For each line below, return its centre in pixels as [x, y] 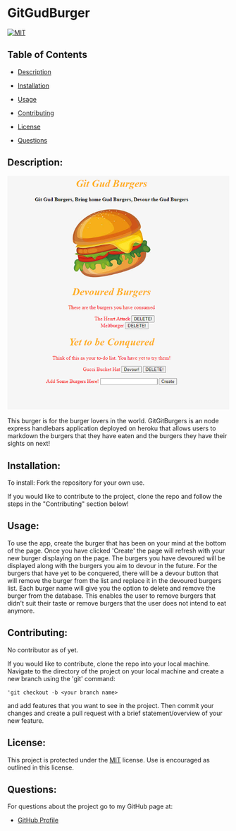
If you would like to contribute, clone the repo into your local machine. [108, 664]
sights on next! [29, 444]
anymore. [21, 611]
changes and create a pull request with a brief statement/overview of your [115, 713]
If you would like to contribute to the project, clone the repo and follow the [115, 497]
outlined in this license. [41, 767]
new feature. [26, 720]
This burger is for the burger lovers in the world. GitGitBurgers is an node [113, 421]
